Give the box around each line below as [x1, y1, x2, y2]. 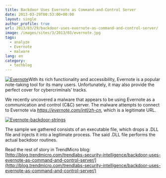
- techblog [9, 63, 32, 68]
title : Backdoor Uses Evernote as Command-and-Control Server [5, 7, 136, 12]
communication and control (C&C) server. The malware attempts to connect [5, 102, 160, 108]
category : [5, 58, 26, 63]
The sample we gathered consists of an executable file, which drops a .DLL [5, 126, 159, 132]
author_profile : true [5, 21, 50, 26]
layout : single [5, 16, 37, 21]
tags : [5, 35, 16, 40]
